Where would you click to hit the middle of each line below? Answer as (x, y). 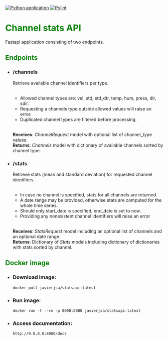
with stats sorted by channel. (42, 247)
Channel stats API (43, 28)
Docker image (27, 263)
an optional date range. (36, 237)
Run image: (27, 300)
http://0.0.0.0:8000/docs (39, 334)
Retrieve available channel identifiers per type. (60, 83)
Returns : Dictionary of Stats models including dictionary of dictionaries (86, 242)
